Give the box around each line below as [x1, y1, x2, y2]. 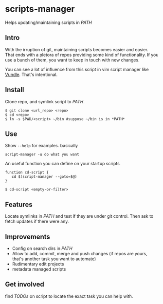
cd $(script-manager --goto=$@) [11, 174, 77, 179]
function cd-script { [5, 170, 49, 175]
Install [5, 86, 24, 94]
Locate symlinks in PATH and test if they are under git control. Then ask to [5, 213, 154, 219]
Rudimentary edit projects [12, 261, 64, 266]
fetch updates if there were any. [5, 218, 69, 225]
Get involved [5, 280, 45, 288]
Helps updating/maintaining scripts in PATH [5, 19, 92, 25]
